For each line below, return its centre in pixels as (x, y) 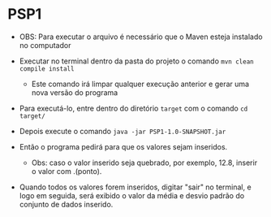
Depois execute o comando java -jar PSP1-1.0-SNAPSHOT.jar (123, 131)
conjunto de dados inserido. (66, 204)
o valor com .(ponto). (67, 171)
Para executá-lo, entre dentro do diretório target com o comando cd (133, 108)
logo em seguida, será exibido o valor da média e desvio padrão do (132, 195)
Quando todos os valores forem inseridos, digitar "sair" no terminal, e (135, 187)
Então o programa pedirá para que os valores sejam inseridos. (123, 146)
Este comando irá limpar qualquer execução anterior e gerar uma (140, 84)
